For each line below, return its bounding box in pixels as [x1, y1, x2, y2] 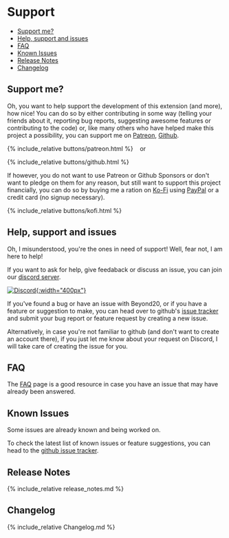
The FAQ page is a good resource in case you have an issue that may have [7, 380, 219, 389]
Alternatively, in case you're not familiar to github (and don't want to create [7, 327, 219, 335]
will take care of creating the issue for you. [7, 342, 129, 350]
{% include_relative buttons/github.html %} [7, 158, 129, 166]
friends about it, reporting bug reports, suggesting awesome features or [7, 116, 211, 125]
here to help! [7, 252, 43, 260]
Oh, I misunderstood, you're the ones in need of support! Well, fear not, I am [7, 245, 223, 253]
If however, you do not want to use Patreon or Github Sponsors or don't [7, 171, 210, 179]
